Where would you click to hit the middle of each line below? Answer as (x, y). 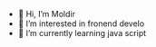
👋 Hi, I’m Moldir (46, 14)
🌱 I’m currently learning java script (82, 33)
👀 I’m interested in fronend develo (81, 23)
